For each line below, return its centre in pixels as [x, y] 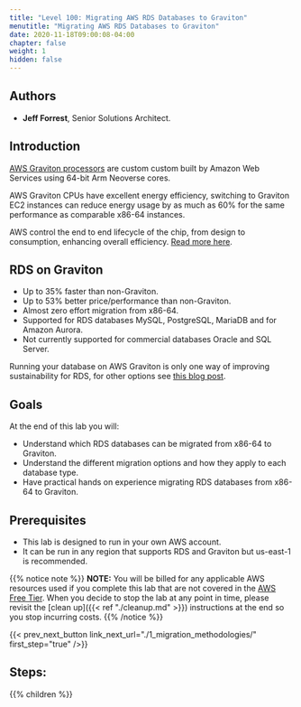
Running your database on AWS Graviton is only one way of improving [140, 367]
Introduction [45, 147]
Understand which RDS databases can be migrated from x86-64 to [147, 444]
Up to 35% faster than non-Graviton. [91, 292]
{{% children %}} [41, 694]
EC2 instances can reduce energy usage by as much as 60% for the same [147, 205]
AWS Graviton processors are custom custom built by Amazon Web [134, 168]
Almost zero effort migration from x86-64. [100, 311]
